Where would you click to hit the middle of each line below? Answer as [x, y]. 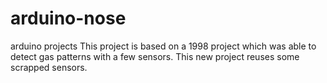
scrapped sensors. [49, 67]
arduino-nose [68, 18]
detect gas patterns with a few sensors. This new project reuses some [155, 56]
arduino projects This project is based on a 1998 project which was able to [163, 46]
